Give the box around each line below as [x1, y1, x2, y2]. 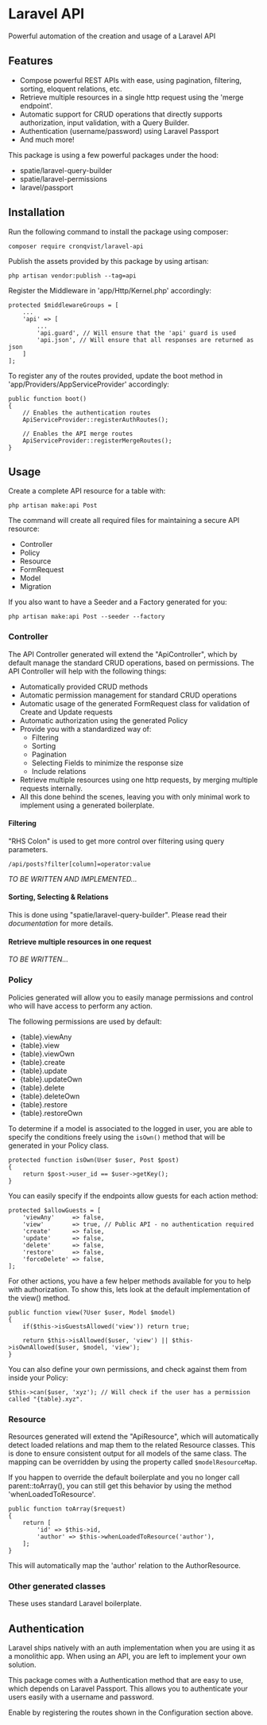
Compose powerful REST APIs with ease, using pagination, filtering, [19, 75, 242, 84]
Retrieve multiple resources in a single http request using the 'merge [19, 92, 244, 102]
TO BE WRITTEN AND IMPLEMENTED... [8, 874, 137, 883]
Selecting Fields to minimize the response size [31, 758, 184, 768]
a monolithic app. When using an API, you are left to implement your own [8, 1651, 246, 1660]
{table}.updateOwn [19, 1074, 83, 1084]
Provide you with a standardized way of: [19, 724, 152, 733]
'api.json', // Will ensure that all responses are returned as [37, 336, 254, 344]
